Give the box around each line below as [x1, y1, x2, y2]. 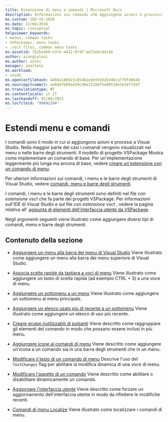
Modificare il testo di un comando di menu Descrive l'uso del [12, 356, 138, 362]
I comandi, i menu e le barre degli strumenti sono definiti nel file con [5, 190, 146, 196]
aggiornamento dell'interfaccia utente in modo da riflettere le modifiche [12, 391, 160, 397]
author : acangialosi [5, 54, 49, 59]
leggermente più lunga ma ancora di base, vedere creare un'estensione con [5, 160, 162, 166]
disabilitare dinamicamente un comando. [12, 376, 97, 382]
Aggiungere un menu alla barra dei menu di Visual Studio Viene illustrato [12, 249, 162, 255]
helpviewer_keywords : [5, 31, 51, 36]
